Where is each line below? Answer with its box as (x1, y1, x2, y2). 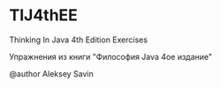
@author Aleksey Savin (9, 68, 95, 79)
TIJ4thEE (9, 5, 78, 26)
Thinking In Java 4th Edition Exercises (9, 34, 149, 45)
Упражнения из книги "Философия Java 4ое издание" (9, 51, 213, 62)
